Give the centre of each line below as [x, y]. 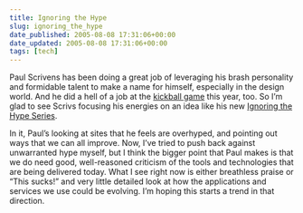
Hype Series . [33, 116]
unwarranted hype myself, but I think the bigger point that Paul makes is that [151, 153]
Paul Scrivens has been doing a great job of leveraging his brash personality [151, 77]
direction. [27, 201]
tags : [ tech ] [34, 52]
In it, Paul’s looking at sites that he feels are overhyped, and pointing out [143, 133]
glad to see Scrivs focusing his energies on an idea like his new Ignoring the [151, 106]
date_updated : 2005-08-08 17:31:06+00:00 [89, 43]
